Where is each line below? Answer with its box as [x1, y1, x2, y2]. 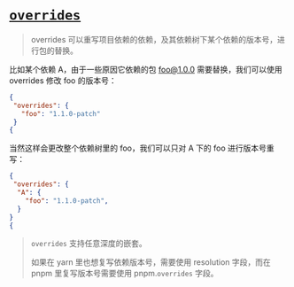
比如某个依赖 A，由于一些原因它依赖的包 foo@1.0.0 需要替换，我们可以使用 [9, 64, 282, 74]
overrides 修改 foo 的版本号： [9, 74, 117, 86]
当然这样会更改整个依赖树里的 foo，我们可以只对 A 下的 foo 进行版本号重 [9, 143, 275, 153]
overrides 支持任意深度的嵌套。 [30, 238, 148, 249]
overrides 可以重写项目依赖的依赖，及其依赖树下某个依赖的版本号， [30, 34, 278, 44]
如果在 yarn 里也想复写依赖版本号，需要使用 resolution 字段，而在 [30, 257, 272, 268]
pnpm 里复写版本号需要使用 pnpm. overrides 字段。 [30, 268, 219, 279]
